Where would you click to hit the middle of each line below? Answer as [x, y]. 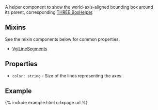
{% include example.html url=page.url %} [47, 103]
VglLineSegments [30, 49]
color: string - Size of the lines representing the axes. [67, 75]
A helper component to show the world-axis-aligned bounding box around [79, 7]
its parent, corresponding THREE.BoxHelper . [49, 12]
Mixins [15, 27]
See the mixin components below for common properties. [63, 39]
